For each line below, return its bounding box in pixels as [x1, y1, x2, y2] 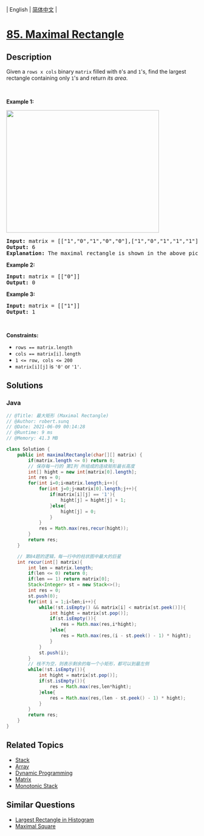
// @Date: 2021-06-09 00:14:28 [6, 424, 86, 430]
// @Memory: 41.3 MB [6, 435, 59, 441]
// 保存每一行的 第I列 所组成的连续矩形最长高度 [28, 463, 135, 469]
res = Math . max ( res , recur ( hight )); [38, 525, 129, 532]
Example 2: [6, 261, 35, 269]
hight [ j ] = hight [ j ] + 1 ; [60, 497, 126, 503]
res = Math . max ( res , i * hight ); [60, 621, 137, 628]
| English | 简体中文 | [6, 6, 58, 13]
